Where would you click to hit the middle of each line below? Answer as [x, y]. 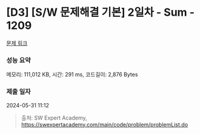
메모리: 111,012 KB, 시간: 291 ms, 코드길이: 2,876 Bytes [72, 75]
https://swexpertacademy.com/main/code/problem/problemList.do [105, 124]
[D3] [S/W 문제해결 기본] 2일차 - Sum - [101, 12]
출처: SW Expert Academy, [54, 118]
